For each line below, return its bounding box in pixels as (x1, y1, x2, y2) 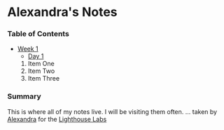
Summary (7, 92, 42, 101)
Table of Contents (7, 29, 70, 39)
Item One (27, 60, 55, 68)
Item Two (27, 67, 55, 75)
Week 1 (17, 44, 38, 53)
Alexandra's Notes (7, 4, 118, 20)
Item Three (27, 74, 60, 83)
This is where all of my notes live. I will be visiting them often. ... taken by (7, 107, 218, 115)
